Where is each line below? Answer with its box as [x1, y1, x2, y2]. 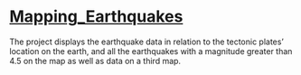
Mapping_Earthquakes [9, 6, 183, 27]
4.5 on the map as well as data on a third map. [9, 55, 182, 66]
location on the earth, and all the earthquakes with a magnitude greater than [9, 45, 293, 56]
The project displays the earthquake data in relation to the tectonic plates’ [9, 36, 285, 47]
